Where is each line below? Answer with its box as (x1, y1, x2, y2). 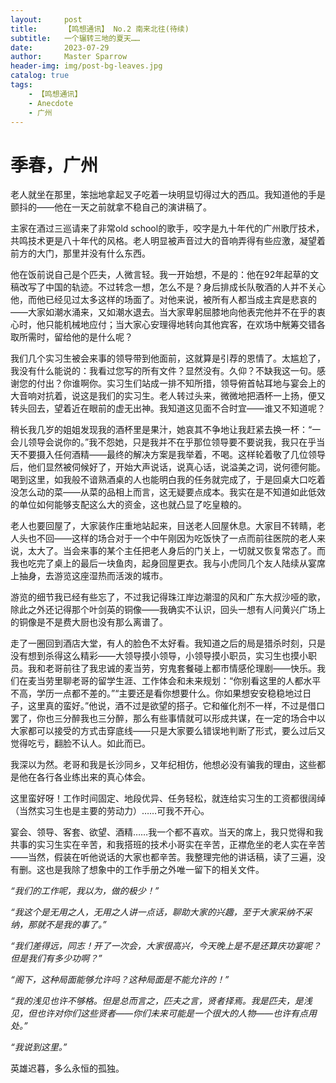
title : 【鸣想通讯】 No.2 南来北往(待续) (10, 24, 190, 34)
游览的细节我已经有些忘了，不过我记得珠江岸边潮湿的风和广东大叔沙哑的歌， (10, 591, 326, 603)
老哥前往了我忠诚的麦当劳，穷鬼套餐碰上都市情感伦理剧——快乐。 (44, 662, 317, 675)
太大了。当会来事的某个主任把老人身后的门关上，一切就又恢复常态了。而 (27, 545, 326, 557)
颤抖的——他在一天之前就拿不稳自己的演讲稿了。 (10, 201, 212, 213)
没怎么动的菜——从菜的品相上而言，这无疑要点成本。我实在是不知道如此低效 (10, 486, 326, 498)
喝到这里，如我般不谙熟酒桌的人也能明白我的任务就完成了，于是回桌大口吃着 (10, 474, 326, 486)
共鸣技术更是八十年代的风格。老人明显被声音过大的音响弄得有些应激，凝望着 (10, 235, 326, 247)
